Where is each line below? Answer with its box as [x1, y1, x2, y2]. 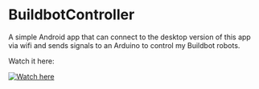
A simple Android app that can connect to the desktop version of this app [8, 32, 251, 42]
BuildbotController [8, 6, 135, 24]
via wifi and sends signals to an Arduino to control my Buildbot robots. [8, 40, 240, 50]
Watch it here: [8, 56, 55, 66]
